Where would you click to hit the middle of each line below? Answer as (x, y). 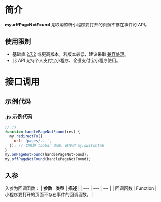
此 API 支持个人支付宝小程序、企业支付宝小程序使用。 (67, 60)
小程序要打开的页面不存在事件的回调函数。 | (50, 195)
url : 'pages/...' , (33, 141)
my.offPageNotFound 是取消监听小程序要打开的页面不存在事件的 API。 (77, 25)
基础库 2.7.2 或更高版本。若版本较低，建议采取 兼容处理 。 (70, 54)
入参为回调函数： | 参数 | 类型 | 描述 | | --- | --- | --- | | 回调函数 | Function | (81, 188)
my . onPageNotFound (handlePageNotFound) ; (47, 154)
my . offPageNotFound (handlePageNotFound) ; (48, 159)
